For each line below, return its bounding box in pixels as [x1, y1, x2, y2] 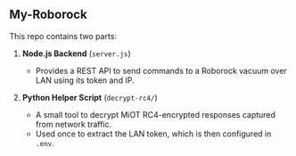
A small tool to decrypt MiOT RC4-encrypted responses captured [35, 109, 276, 119]
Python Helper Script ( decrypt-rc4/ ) [21, 92, 158, 103]
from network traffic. [35, 119, 112, 129]
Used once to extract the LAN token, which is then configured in [35, 128, 272, 139]
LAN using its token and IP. [35, 75, 136, 86]
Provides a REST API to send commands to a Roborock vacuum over [35, 65, 287, 76]
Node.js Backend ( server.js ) [21, 48, 131, 59]
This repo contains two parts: [9, 30, 118, 41]
